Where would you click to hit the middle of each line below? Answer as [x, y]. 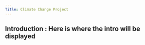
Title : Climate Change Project [37, 9]
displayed [20, 36]
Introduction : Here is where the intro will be [72, 29]
